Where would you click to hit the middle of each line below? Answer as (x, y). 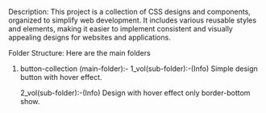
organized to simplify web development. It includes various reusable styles (132, 20)
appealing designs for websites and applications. (89, 37)
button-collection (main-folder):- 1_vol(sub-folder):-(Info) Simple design (139, 69)
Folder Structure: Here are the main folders (79, 53)
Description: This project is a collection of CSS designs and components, (130, 12)
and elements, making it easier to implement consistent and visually (121, 29)
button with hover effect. (61, 77)
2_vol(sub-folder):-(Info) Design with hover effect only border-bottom (135, 93)
